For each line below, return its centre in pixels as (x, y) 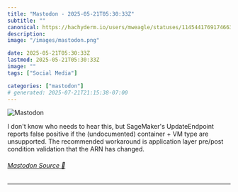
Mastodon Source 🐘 (36, 165)
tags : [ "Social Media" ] (42, 73)
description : (27, 34)
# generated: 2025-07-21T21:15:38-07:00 (68, 92)
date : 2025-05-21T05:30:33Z (49, 53)
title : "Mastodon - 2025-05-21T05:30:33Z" (71, 14)
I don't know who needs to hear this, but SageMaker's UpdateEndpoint (111, 127)
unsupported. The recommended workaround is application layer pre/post (115, 142)
